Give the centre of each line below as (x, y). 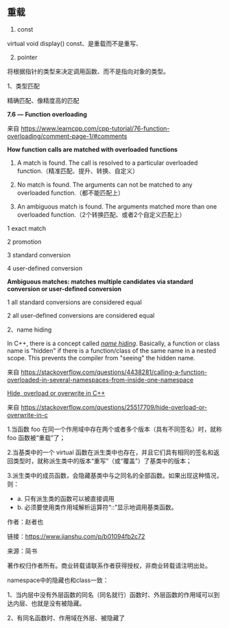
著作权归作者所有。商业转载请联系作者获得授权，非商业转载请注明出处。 (109, 566)
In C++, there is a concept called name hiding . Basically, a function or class (113, 343)
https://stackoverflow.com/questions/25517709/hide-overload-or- (114, 407)
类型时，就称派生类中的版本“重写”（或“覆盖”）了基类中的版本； (102, 461)
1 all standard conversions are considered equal (74, 302)
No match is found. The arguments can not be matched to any (105, 185)
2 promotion (24, 242)
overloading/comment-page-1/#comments (67, 136)
